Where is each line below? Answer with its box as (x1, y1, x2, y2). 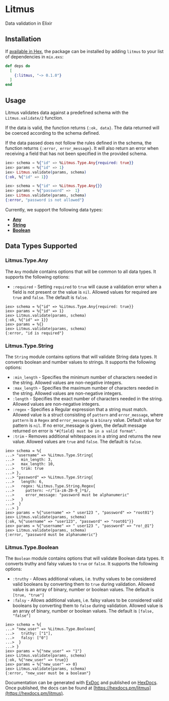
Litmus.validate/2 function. (5, 115, 64, 121)
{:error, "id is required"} (5, 331, 64, 336)
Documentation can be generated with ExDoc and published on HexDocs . (5, 680, 158, 686)
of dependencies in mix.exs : (5, 53, 64, 60)
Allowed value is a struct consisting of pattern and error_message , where (12, 411, 163, 417)
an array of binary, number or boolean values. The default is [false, (12, 608, 154, 614)
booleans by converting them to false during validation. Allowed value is (12, 603, 163, 609)
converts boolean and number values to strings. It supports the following (5, 359, 156, 365)
